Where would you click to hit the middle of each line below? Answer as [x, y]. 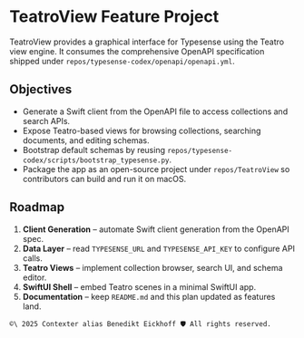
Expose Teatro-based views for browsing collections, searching [142, 130]
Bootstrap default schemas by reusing [94, 150]
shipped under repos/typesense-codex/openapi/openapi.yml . [122, 61]
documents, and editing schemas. [86, 140]
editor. [34, 277]
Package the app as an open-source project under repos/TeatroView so [156, 169]
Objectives [41, 89]
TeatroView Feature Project [114, 17]
